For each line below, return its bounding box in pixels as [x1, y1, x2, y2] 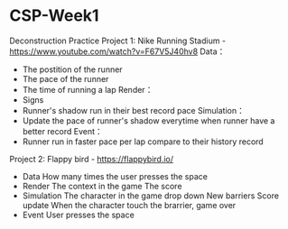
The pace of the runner [22, 73, 109, 84]
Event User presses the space [22, 209, 135, 220]
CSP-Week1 [9, 5, 99, 26]
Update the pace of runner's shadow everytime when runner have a [22, 114, 275, 126]
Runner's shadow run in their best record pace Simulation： [22, 105, 246, 115]
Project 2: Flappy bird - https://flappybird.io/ [9, 153, 174, 164]
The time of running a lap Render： [22, 84, 153, 95]
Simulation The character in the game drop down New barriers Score [22, 190, 280, 201]
